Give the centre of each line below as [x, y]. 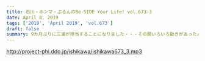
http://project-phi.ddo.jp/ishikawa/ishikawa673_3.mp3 [74, 51]
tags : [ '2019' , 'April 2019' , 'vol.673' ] [60, 23]
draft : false [23, 29]
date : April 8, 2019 [33, 18]
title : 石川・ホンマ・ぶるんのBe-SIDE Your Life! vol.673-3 [79, 12]
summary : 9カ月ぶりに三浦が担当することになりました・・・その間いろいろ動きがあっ [99, 34]
